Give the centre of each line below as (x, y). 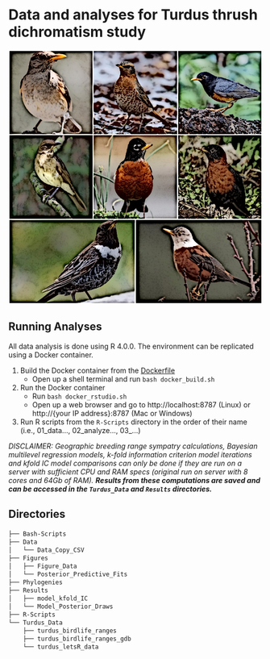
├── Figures (28, 558)
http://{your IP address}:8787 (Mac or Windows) (112, 413)
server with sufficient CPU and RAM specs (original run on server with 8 (128, 471)
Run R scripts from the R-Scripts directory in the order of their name (133, 422)
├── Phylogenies (35, 582)
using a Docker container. (51, 355)
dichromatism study (77, 32)
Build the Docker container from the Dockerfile (98, 370)
